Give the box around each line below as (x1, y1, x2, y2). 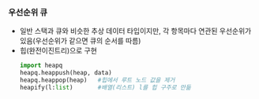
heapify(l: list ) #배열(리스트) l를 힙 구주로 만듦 (19, 83, 191, 91)
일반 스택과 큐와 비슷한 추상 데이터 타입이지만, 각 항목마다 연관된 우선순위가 (19, 26, 252, 36)
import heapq (19, 61, 63, 70)
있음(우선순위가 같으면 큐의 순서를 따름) (19, 36, 141, 46)
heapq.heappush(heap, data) (19, 69, 112, 77)
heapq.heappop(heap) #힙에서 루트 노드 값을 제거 (19, 76, 175, 84)
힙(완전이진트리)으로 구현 (19, 46, 97, 56)
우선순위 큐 (8, 6, 48, 17)
